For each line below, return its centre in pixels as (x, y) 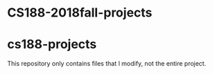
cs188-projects (52, 45)
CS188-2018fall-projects (80, 13)
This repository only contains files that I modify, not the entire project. (107, 64)
